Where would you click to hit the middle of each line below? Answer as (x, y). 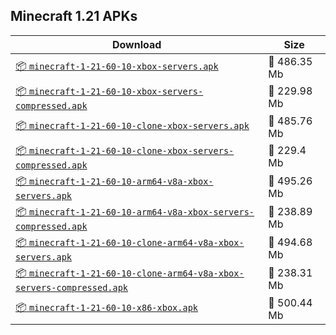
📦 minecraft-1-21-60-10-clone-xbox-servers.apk (132, 126)
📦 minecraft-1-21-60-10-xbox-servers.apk (117, 66)
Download (136, 44)
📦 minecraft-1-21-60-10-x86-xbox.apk (106, 307)
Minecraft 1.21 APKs (74, 16)
